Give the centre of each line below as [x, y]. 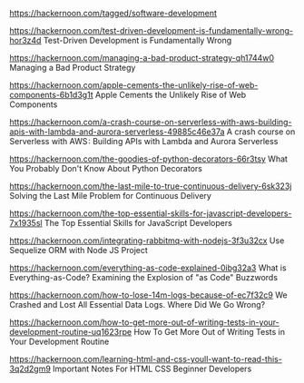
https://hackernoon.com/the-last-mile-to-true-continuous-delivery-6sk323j [151, 186]
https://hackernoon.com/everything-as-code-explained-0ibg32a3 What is [148, 268]
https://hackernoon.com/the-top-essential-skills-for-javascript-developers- [151, 213]
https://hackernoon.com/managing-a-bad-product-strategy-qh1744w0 [142, 58]
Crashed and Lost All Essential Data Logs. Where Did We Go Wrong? [137, 304]
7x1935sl [26, 223]
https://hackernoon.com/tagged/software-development [113, 13]
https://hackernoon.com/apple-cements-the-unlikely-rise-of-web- [134, 85]
